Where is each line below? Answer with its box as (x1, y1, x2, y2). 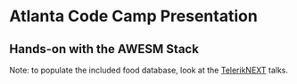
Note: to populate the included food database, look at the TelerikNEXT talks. (9, 65, 288, 75)
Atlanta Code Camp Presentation (9, 6, 259, 27)
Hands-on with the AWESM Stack (9, 42, 199, 57)
